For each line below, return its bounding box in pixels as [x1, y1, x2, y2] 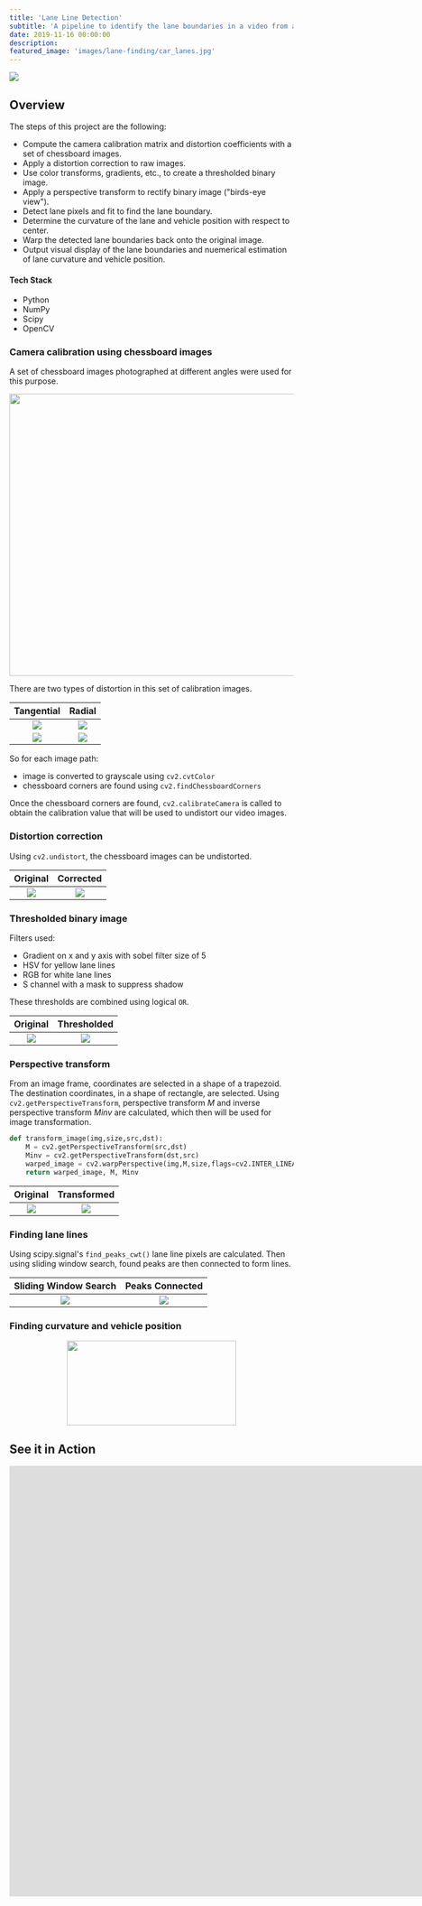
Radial [69, 705, 96, 718]
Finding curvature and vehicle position [9, 1319, 182, 1332]
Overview [9, 97, 66, 113]
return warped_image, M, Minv [25, 1167, 140, 1176]
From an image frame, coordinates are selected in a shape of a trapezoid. [9, 1078, 282, 1089]
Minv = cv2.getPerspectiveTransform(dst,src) [25, 1151, 200, 1160]
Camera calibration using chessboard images [9, 346, 213, 358]
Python [22, 294, 50, 305]
